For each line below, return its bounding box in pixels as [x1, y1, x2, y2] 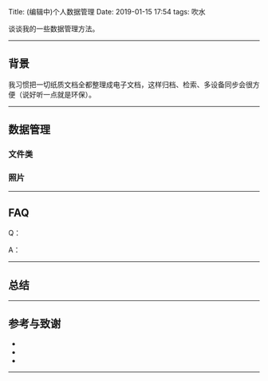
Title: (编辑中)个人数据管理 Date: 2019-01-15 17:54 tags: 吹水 [8, 7, 206, 16]
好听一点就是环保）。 [29, 89, 96, 99]
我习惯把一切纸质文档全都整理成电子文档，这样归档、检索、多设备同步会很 [8, 79, 253, 89]
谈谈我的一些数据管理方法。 [8, 24, 100, 34]
